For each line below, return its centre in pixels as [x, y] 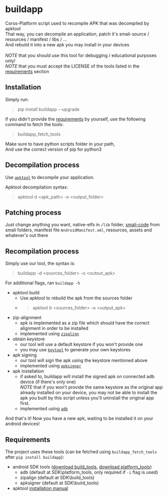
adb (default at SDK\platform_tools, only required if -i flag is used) [89, 472]
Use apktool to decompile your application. [50, 177]
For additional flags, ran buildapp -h [43, 283]
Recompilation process [42, 251]
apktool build [26, 293]
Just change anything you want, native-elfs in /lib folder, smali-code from [82, 225]
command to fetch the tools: [34, 124]
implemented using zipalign [50, 334]
